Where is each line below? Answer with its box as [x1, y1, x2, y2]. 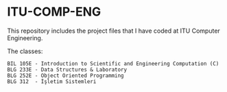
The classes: [7, 47, 43, 55]
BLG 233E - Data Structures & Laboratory [7, 66, 128, 73]
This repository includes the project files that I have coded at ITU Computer [7, 27, 221, 35]
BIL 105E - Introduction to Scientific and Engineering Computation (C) [7, 60, 219, 67]
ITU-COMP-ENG [7, 4, 101, 20]
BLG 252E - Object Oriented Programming [7, 72, 125, 79]
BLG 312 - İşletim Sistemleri [7, 78, 97, 85]
